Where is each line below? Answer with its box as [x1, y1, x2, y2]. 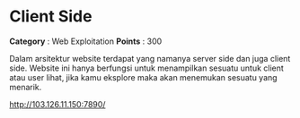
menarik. [9, 81, 42, 92]
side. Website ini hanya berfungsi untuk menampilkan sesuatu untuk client [9, 63, 285, 73]
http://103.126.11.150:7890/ [9, 98, 106, 109]
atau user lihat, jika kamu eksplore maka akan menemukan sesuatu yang [9, 72, 278, 82]
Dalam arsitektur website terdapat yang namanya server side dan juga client [9, 53, 291, 63]
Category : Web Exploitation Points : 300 [9, 36, 163, 46]
